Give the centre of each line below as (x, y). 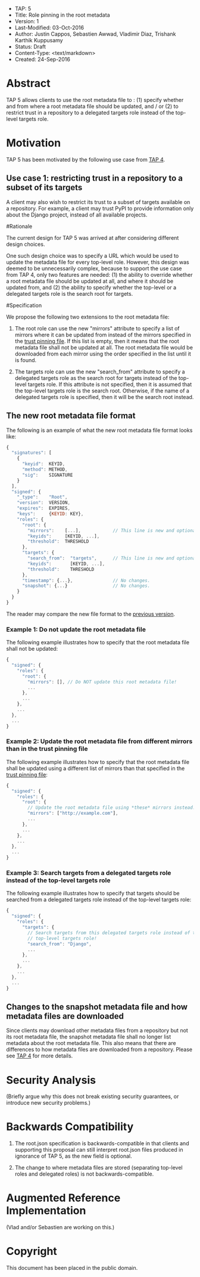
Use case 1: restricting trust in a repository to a (95, 178)
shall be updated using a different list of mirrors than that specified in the (96, 768)
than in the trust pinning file (47, 749)
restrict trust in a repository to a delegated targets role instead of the (90, 112)
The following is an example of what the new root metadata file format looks (99, 430)
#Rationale (19, 226)
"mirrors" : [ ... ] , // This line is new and (101, 530)
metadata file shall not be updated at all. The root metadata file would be (104, 347)
